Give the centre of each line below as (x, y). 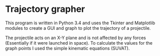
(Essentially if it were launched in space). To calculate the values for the (79, 43)
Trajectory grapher (45, 9)
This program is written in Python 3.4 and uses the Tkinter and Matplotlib (80, 23)
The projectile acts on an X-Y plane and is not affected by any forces (76, 38)
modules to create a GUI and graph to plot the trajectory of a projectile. (78, 28)
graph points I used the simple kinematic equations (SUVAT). (68, 48)
